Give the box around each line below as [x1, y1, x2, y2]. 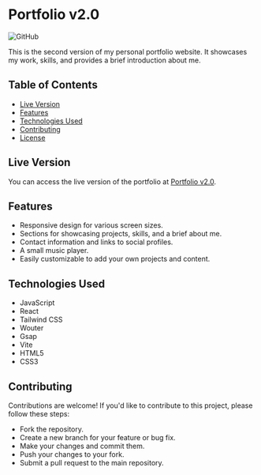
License [19, 133, 46, 142]
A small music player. [19, 246, 89, 255]
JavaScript [19, 298, 55, 307]
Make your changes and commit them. [19, 441, 145, 450]
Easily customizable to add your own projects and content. [19, 254, 211, 264]
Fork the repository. [19, 424, 84, 434]
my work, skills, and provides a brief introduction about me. [8, 55, 201, 65]
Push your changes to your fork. [19, 450, 125, 459]
